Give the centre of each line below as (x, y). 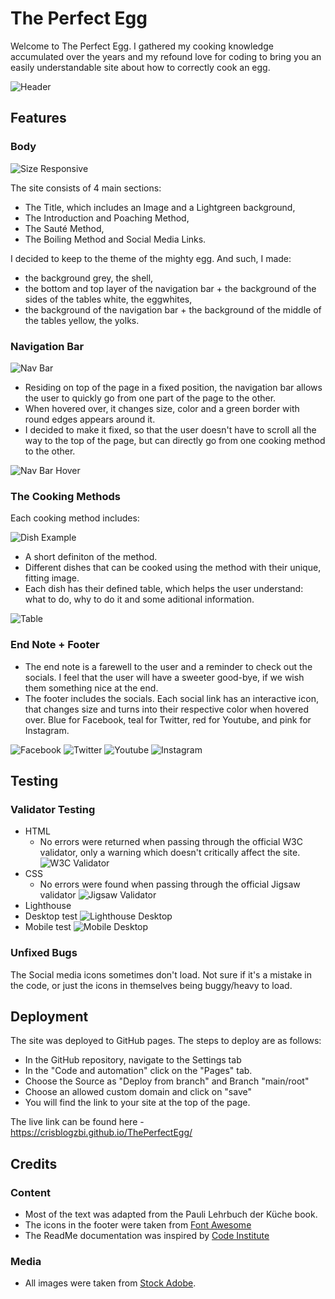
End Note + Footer (55, 645)
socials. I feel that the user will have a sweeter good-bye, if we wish (164, 677)
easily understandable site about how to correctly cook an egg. (140, 67)
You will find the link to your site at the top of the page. (137, 1103)
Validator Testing (53, 809)
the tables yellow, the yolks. (82, 320)
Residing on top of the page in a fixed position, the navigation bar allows (173, 387)
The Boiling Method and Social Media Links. (115, 239)
